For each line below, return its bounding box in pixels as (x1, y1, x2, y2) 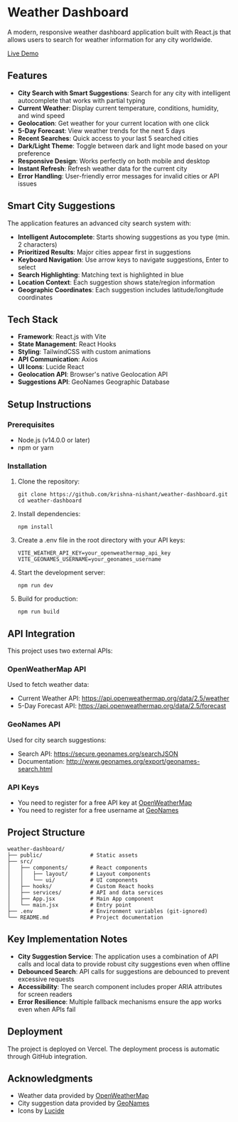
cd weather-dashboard (17, 497, 82, 505)
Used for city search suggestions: (7, 735, 107, 744)
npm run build (17, 609, 60, 616)
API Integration (7, 627, 76, 640)
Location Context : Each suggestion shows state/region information (17, 278, 215, 287)
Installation (7, 461, 48, 471)
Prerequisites (7, 420, 55, 429)
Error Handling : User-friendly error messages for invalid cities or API (17, 171, 220, 180)
